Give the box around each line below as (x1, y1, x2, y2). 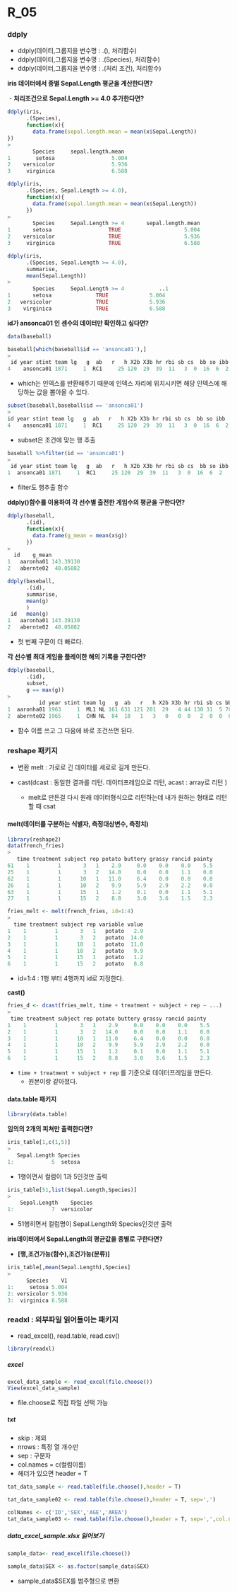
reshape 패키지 (7, 746, 58, 756)
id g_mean (13, 551, 52, 559)
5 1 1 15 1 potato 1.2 (7, 954, 143, 961)
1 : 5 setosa (7, 1158, 80, 1165)
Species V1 (25, 1277, 68, 1284)
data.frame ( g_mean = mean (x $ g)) (32, 532, 128, 539)
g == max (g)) (25, 686, 65, 694)
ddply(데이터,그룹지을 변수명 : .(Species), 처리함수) (17, 55, 161, 64)
